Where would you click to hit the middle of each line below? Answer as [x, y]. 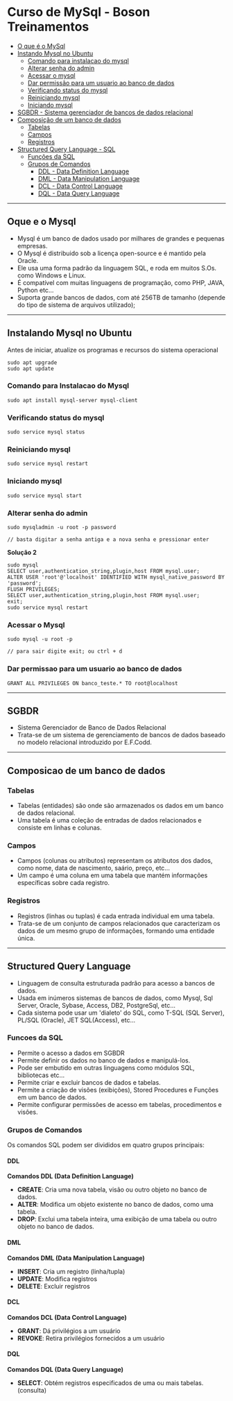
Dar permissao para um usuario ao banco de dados [95, 669]
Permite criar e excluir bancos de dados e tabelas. [89, 1082]
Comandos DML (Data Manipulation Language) [76, 1258]
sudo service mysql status [46, 432]
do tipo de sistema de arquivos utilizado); [76, 304]
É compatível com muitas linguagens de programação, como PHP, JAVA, [121, 282]
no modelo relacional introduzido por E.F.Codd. [85, 742]
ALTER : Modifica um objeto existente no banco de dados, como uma [115, 1205]
